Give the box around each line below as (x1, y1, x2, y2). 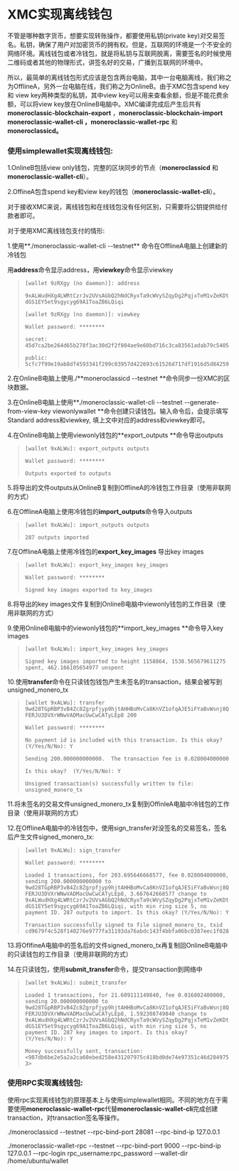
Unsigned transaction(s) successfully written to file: (24, 780, 194, 788)
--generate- (184, 398, 219, 407)
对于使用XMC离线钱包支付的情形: (7, 227, 105, 235)
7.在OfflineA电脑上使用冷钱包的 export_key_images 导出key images (7, 547, 204, 556)
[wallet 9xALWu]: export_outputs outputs (24, 445, 149, 452)
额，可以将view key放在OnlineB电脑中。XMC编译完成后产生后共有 (7, 100, 201, 108)
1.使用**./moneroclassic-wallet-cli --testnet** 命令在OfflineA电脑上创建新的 (7, 242, 228, 250)
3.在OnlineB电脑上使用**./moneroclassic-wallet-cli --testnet (7, 398, 183, 407)
